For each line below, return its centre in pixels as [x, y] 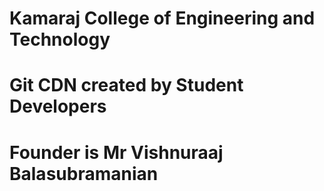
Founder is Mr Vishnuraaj [116, 152]
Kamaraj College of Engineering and [162, 18]
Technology [60, 39]
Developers [58, 106]
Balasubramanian [84, 173]
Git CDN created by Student [126, 85]
